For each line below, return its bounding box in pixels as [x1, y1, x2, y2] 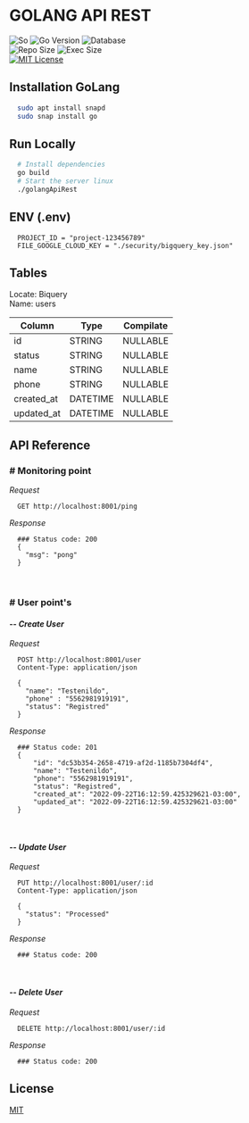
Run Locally [9, 136, 76, 152]
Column [20, 320, 55, 332]
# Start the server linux [17, 177, 114, 186]
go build [17, 169, 50, 178]
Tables [9, 265, 47, 281]
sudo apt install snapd [17, 104, 105, 112]
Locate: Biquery [9, 289, 68, 300]
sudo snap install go [17, 112, 98, 121]
